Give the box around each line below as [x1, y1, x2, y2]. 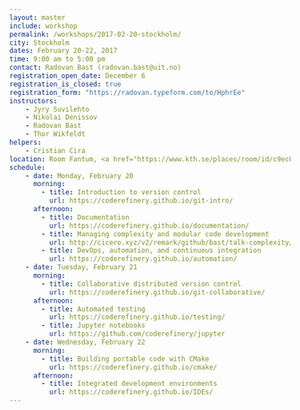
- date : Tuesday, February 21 [25, 263, 138, 272]
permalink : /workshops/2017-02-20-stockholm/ [9, 30, 181, 38]
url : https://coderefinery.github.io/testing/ [48, 312, 226, 322]
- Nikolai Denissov [25, 113, 98, 122]
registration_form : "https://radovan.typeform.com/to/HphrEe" [9, 88, 246, 97]
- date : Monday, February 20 [25, 171, 134, 180]
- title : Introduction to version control [41, 188, 202, 197]
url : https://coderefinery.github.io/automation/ [48, 254, 238, 264]
